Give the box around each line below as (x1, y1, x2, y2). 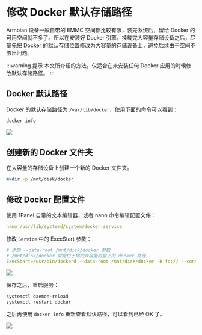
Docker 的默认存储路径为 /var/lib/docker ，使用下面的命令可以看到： (6, 106, 179, 113)
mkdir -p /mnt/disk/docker (6, 176, 74, 182)
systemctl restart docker (6, 299, 71, 305)
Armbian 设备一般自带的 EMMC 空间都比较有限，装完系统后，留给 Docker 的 (6, 26, 195, 34)
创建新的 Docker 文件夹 (6, 147, 93, 158)
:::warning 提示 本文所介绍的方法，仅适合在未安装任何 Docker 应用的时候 (6, 61, 186, 69)
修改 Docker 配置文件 (6, 194, 85, 204)
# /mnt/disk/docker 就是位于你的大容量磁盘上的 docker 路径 (6, 253, 146, 259)
